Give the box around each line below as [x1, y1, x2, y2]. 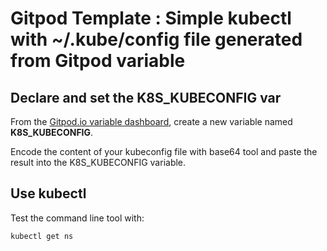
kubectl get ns [10, 231, 74, 241]
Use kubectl [10, 185, 87, 202]
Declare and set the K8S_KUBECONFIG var [10, 89, 282, 106]
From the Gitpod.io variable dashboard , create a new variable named [10, 116, 293, 127]
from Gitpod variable [10, 50, 186, 72]
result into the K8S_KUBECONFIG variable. [10, 157, 187, 168]
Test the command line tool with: [10, 212, 145, 224]
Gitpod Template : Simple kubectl [10, 7, 292, 30]
